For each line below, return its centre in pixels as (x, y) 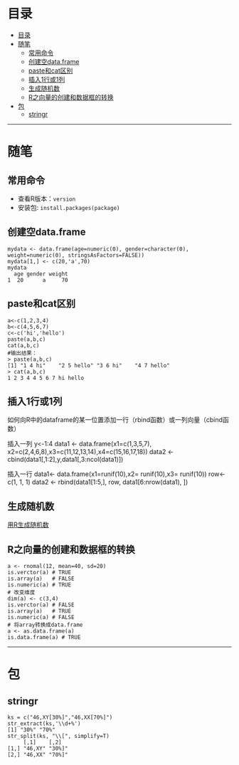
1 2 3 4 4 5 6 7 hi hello (46, 378)
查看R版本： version (47, 199)
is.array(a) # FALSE (41, 579)
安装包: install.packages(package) (69, 207)
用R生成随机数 (28, 525)
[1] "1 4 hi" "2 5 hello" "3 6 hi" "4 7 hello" (89, 365)
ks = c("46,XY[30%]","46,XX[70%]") (60, 717)
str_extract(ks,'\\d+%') (44, 724)
